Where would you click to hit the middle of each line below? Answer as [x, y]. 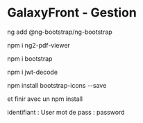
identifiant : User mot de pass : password [66, 112]
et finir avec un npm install [45, 99]
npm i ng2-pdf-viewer [39, 45]
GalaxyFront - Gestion [72, 13]
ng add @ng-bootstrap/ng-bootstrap [60, 32]
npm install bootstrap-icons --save [57, 85]
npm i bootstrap [30, 58]
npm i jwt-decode [32, 72]
